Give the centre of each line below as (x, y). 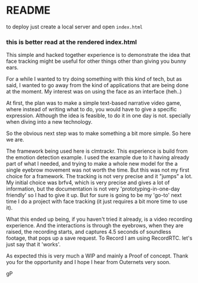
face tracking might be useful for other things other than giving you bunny (96, 61)
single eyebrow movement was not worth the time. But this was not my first (98, 170)
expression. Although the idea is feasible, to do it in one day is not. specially (98, 115)
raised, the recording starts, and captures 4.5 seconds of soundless (89, 232)
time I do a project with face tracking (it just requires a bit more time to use (97, 201)
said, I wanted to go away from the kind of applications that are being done (98, 85)
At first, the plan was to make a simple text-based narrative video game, (94, 103)
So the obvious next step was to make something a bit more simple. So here (98, 133)
